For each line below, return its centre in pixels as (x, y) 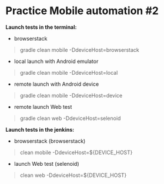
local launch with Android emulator (56, 61)
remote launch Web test (43, 106)
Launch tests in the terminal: (41, 27)
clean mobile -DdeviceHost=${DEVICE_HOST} (76, 152)
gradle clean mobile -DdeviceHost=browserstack (79, 50)
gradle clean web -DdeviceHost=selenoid (70, 118)
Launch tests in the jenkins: (40, 129)
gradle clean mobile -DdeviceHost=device (71, 95)
